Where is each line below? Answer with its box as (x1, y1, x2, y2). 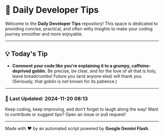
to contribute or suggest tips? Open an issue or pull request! (5, 112, 126, 117)
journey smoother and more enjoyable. (5, 31, 83, 37)
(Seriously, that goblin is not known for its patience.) (12, 78, 117, 84)
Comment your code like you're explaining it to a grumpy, (12, 63, 131, 68)
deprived (12, 68, 31, 74)
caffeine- (131, 63, 151, 68)
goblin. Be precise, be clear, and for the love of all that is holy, (31, 68, 157, 74)
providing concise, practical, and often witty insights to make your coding (5, 25, 153, 31)
